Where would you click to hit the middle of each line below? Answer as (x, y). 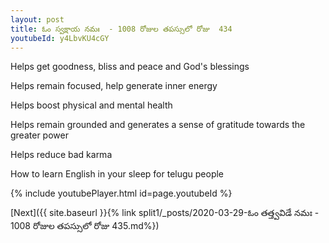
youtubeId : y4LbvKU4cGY (60, 38)
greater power (39, 135)
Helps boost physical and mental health (91, 105)
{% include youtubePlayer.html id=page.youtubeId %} (121, 193)
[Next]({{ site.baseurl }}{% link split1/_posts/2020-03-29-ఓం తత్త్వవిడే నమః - (165, 213)
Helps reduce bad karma (61, 155)
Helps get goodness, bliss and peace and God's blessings (130, 67)
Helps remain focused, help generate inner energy (114, 86)
